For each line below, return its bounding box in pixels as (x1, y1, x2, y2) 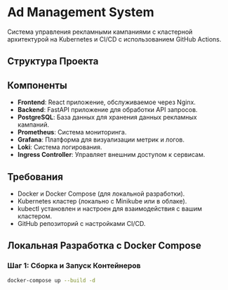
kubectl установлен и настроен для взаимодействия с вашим (17, 204, 202, 213)
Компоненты (7, 79, 68, 92)
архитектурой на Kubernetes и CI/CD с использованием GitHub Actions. (7, 34, 222, 43)
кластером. (17, 212, 53, 220)
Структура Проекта (7, 56, 99, 68)
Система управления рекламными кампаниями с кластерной (7, 27, 193, 36)
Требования (7, 170, 63, 183)
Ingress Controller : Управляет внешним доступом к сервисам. (17, 151, 206, 159)
